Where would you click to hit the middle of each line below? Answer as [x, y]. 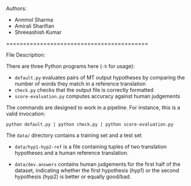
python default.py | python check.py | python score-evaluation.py [90, 125]
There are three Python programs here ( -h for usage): [71, 66]
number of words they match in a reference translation [80, 84]
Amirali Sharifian [34, 26]
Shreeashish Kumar [38, 32]
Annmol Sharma [34, 20]
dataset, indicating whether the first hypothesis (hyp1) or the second [97, 170]
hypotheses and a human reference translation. [71, 153]
